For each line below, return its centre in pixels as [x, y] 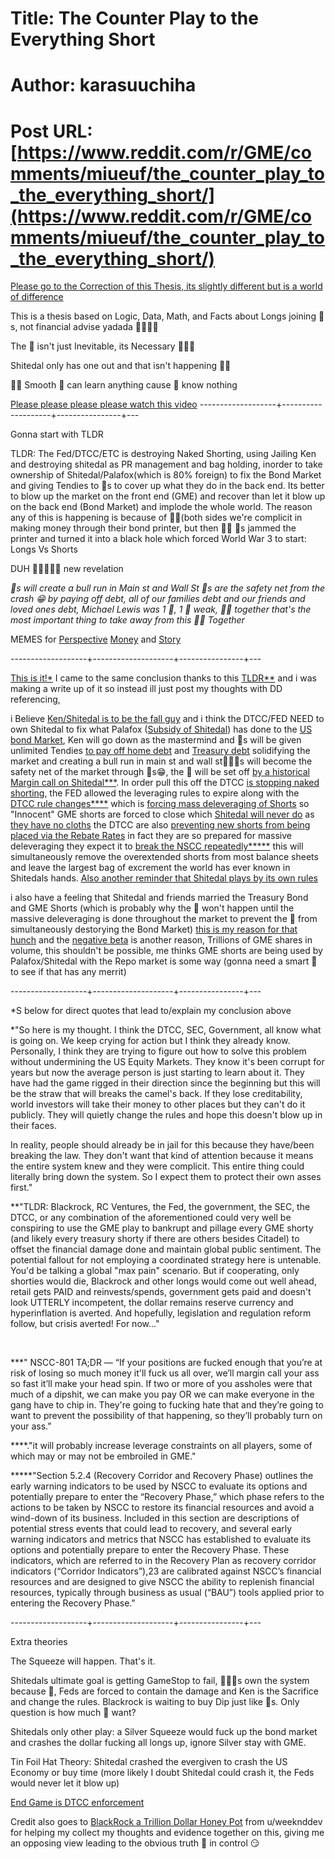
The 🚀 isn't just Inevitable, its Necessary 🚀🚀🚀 [103, 346]
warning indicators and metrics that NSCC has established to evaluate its [161, 1539]
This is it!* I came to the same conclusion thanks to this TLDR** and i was [163, 678]
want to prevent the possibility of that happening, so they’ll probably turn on [166, 1416]
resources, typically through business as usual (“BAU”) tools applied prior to [167, 1593]
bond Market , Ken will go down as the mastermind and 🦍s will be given [156, 740]
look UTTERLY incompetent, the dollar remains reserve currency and [152, 1303]
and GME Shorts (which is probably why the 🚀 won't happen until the [152, 908]
